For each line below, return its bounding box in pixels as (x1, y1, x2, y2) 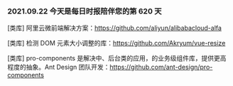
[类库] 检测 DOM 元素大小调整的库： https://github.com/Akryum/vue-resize (7, 39, 226, 48)
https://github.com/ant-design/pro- (109, 63, 213, 72)
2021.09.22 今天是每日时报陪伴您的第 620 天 (7, 6, 162, 16)
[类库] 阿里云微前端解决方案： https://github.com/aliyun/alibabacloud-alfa (7, 23, 222, 33)
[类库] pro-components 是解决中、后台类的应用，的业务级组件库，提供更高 (7, 54, 227, 63)
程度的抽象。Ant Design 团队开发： (7, 63, 110, 72)
